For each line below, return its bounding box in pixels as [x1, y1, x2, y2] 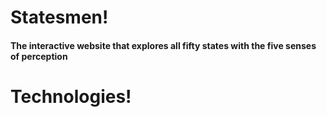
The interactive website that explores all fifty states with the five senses [10, 39, 317, 51]
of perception [10, 50, 68, 62]
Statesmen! [10, 6, 109, 29]
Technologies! [10, 85, 132, 108]
